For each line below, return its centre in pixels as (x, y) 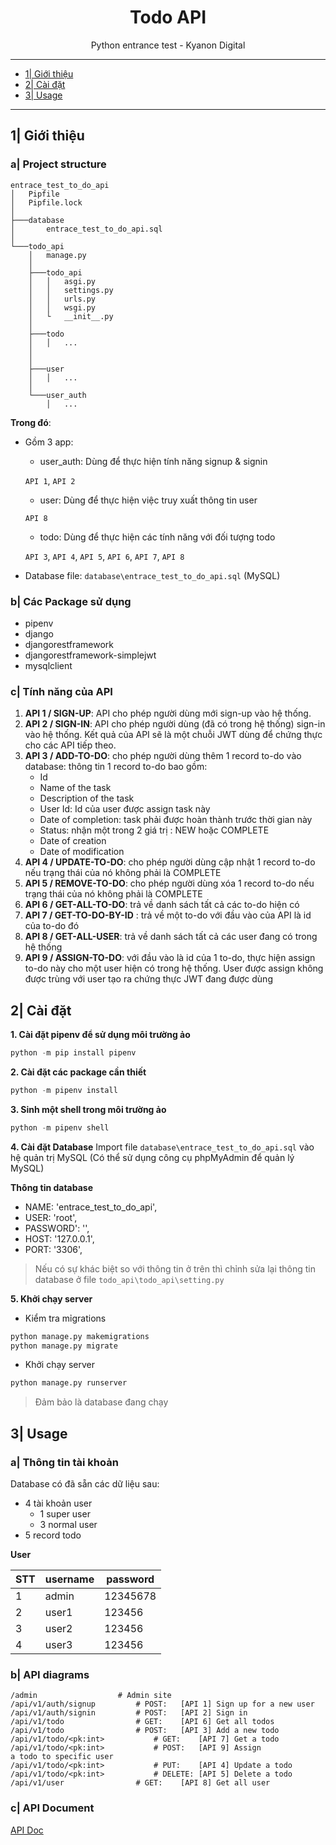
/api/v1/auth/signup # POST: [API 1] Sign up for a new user (162, 1704)
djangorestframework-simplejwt (90, 655)
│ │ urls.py (62, 299)
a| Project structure (58, 164)
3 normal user (68, 1524)
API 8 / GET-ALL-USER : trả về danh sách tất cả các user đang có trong (171, 937)
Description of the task (87, 798)
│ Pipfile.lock (46, 202)
